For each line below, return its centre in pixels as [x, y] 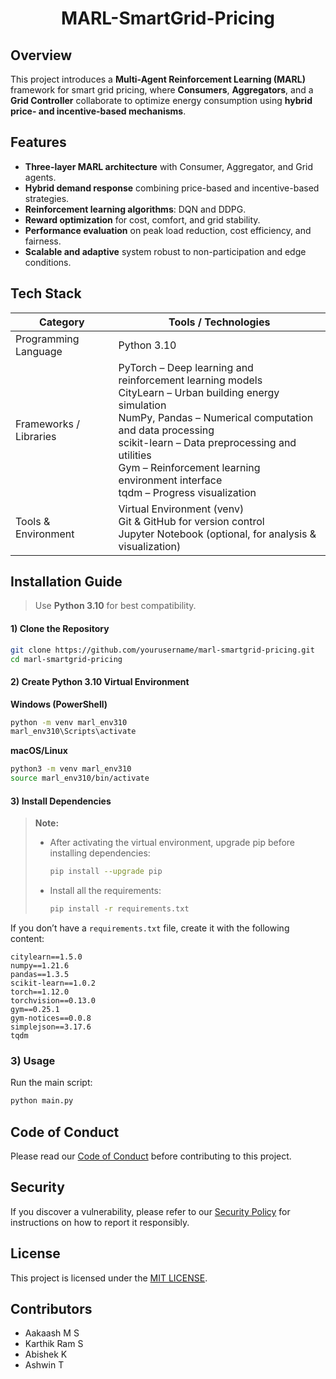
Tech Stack [46, 293]
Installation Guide [66, 582]
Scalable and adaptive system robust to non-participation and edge [165, 251]
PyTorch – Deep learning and [186, 367]
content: [27, 939]
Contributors [51, 1309]
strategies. [47, 198]
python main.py [42, 1101]
